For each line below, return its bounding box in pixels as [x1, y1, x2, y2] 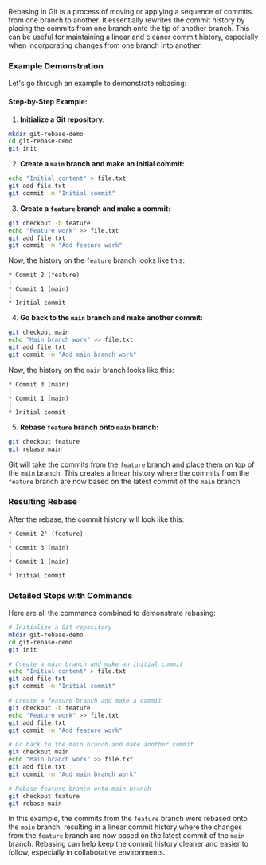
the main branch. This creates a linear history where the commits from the [8, 468, 250, 477]
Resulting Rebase [8, 496, 78, 507]
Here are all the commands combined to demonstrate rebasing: [8, 609, 217, 618]
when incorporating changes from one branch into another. [8, 41, 203, 50]
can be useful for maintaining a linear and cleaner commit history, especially [8, 32, 259, 41]
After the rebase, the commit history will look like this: [8, 514, 185, 524]
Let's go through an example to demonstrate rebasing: [8, 79, 187, 88]
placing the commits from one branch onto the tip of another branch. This [8, 24, 250, 33]
